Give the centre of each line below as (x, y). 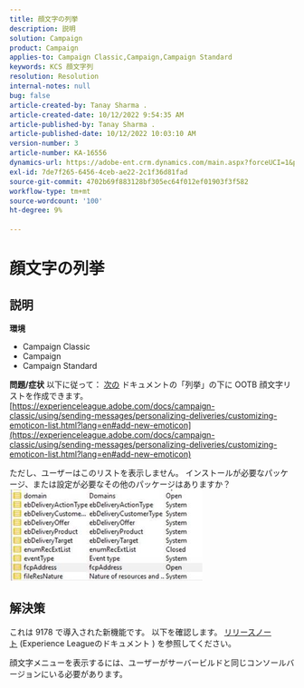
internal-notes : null (50, 86)
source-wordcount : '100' (56, 201)
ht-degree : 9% (36, 210)
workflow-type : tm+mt (50, 191)
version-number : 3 (44, 144)
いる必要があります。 (88, 673)
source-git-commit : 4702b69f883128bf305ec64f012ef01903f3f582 (129, 181)
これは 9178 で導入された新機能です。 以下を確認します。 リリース (133, 632)
